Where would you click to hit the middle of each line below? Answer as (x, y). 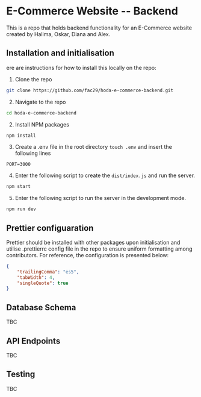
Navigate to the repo (40, 102)
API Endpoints (33, 341)
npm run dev (21, 209)
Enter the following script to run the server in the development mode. (100, 198)
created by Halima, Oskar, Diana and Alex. (58, 34)
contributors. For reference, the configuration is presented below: (88, 255)
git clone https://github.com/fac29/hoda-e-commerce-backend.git (90, 90)
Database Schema (41, 308)
